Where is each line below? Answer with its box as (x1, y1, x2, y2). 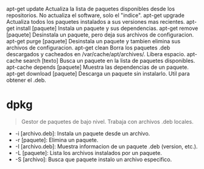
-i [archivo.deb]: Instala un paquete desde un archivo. (15, 129, 150, 137)
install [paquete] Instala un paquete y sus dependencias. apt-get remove (16, 24, 199, 32)
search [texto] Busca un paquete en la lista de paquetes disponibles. (23, 57, 195, 64)
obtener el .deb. (6, 76, 47, 84)
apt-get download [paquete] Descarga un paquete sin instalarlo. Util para (6, 70, 190, 77)
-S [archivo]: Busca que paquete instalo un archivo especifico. (15, 156, 172, 163)
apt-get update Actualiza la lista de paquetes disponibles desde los (6, 5, 175, 12)
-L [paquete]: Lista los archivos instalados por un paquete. (15, 149, 163, 156)
